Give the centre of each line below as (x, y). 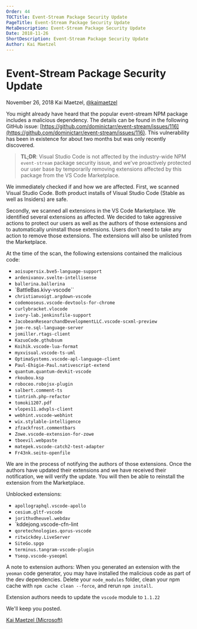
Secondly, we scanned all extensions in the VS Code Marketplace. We (91, 210)
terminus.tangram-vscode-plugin (54, 549)
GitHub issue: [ (24, 126)
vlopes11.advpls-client (44, 409)
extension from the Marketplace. (46, 482)
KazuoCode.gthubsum (39, 340)
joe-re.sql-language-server (49, 327)
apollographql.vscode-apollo (50, 506)
